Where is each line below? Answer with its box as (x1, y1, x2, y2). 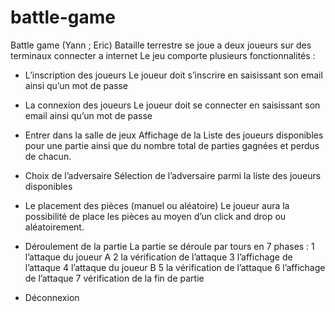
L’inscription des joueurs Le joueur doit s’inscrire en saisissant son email (24, 69, 323, 81)
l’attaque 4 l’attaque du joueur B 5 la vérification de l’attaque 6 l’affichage (24, 261, 326, 273)
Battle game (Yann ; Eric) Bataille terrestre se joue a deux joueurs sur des (10, 39, 312, 51)
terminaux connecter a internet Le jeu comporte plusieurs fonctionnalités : (10, 49, 316, 61)
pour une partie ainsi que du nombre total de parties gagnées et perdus (24, 139, 320, 151)
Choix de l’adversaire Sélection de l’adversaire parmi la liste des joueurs (24, 169, 322, 181)
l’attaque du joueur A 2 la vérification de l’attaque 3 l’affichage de (24, 251, 293, 263)
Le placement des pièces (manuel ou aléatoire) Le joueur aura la (24, 199, 290, 211)
